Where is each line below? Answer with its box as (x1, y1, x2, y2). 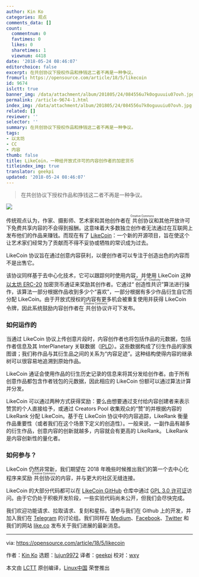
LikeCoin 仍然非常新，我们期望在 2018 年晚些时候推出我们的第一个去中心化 (6, 465, 189, 473)
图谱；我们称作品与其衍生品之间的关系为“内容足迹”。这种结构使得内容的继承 (6, 350, 192, 357)
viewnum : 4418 (11, 53, 46, 59)
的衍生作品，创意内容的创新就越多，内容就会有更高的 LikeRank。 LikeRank (6, 427, 188, 435)
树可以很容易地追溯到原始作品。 (6, 357, 84, 365)
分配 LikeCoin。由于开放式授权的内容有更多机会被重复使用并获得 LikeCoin (6, 295, 187, 303)
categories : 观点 (6, 14, 47, 20)
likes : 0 (11, 42, 33, 48)
